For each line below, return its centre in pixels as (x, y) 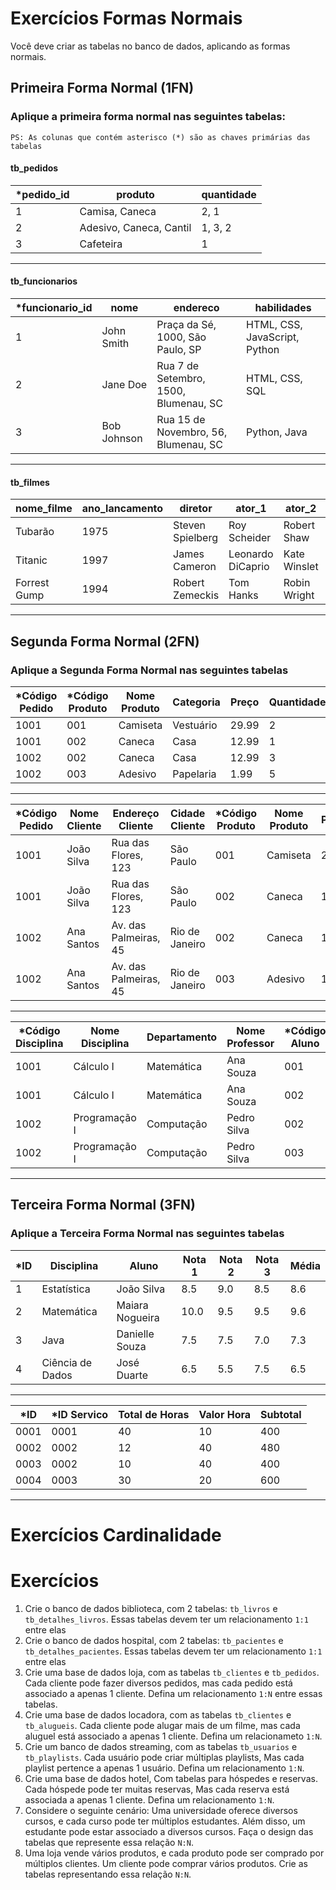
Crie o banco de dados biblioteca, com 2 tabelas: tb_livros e (151, 1608)
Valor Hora (225, 1414)
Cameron (195, 567)
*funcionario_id (54, 308)
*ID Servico (80, 1414)
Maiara (132, 1305)
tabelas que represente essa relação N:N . (109, 1842)
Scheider (250, 538)
